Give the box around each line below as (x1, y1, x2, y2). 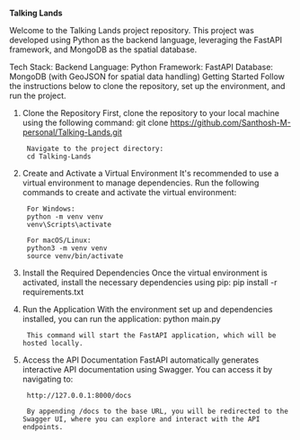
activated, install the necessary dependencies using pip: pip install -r (22, 277, 278, 287)
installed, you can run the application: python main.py (22, 314, 222, 324)
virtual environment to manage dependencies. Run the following (22, 177, 260, 188)
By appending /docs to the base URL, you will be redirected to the (26, 407, 289, 416)
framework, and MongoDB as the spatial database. (9, 44, 198, 55)
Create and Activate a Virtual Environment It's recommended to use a (22, 168, 279, 178)
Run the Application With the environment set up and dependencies (22, 304, 273, 314)
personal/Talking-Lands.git (22, 127, 123, 138)
